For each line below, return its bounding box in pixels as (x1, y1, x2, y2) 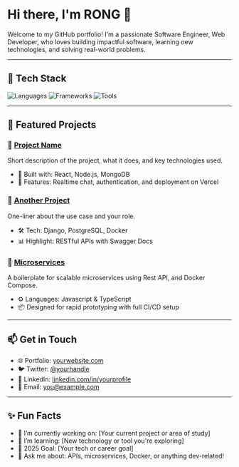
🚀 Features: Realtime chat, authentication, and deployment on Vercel (17, 178, 219, 186)
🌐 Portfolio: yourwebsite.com (17, 356, 104, 364)
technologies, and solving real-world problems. (7, 45, 146, 53)
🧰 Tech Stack (7, 73, 67, 85)
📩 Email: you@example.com (17, 382, 100, 391)
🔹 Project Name (7, 140, 62, 150)
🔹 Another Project (7, 195, 70, 205)
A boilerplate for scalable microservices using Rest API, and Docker (7, 274, 206, 282)
